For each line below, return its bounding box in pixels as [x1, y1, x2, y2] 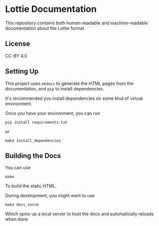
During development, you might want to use [5, 193, 95, 199]
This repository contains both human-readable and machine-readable [5, 20, 148, 26]
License [5, 40, 30, 48]
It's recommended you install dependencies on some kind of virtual [5, 95, 143, 101]
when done [5, 216, 28, 222]
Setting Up [5, 67, 39, 75]
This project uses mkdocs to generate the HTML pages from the [5, 80, 134, 86]
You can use [5, 165, 31, 171]
